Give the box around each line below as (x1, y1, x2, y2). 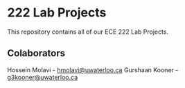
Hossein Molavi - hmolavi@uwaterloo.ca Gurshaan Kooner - (7, 65, 179, 74)
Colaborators (7, 47, 66, 59)
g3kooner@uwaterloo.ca (7, 73, 78, 81)
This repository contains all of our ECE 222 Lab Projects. (7, 27, 168, 36)
